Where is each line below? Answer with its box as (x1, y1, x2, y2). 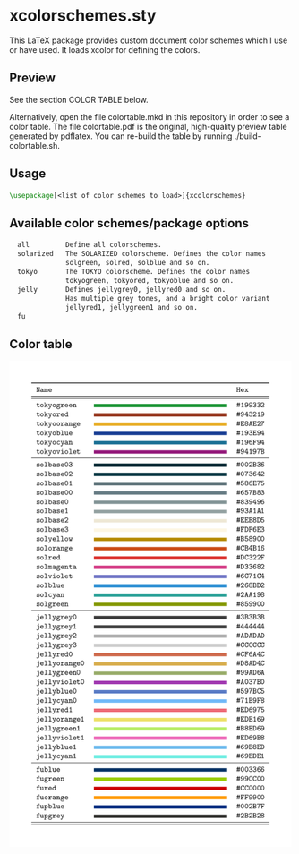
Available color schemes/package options (9, 216, 249, 231)
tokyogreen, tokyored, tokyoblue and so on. (65, 277, 235, 286)
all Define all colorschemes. (17, 241, 163, 250)
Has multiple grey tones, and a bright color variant (65, 295, 270, 303)
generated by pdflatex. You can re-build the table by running (9, 131, 233, 141)
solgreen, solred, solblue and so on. (65, 259, 210, 268)
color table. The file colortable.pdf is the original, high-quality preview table (9, 121, 288, 132)
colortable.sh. (9, 140, 61, 150)
